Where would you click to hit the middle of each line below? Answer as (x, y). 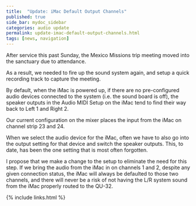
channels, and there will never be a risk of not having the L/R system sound (97, 180)
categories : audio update (37, 28)
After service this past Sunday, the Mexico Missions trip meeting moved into (98, 55)
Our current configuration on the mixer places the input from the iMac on (94, 120)
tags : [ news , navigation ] (37, 39)
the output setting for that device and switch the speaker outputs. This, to (95, 144)
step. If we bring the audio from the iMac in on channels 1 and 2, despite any (98, 167)
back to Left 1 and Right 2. (37, 109)
